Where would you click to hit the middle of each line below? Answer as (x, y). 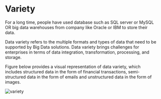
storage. (13, 57)
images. (13, 82)
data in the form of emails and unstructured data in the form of (89, 77)
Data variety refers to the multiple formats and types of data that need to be (81, 42)
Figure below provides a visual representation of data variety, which (73, 67)
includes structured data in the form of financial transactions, (66, 71)
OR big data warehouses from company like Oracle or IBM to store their (76, 27)
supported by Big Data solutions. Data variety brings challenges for (72, 47)
